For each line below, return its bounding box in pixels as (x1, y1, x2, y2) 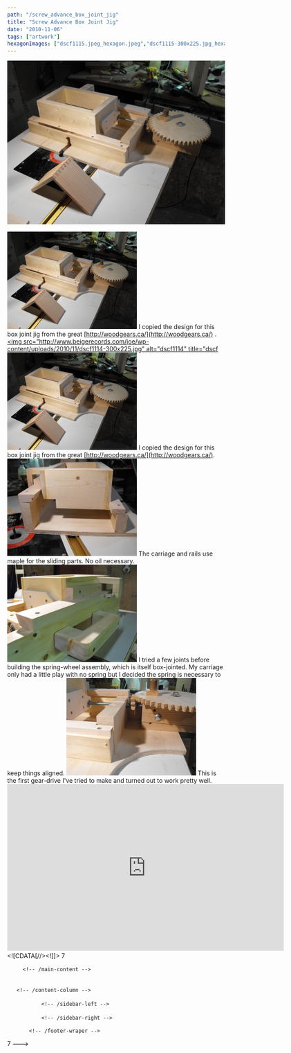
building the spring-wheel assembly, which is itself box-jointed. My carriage (7, 663, 223, 671)
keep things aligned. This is (7, 769, 216, 777)
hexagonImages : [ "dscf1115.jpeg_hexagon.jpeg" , (7, 40, 147, 48)
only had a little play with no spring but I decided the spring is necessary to (7, 671, 221, 679)
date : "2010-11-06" (7, 26, 64, 33)
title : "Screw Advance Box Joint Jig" (7, 18, 119, 26)
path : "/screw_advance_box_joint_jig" (7, 11, 119, 18)
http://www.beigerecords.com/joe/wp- (39, 337, 149, 346)
